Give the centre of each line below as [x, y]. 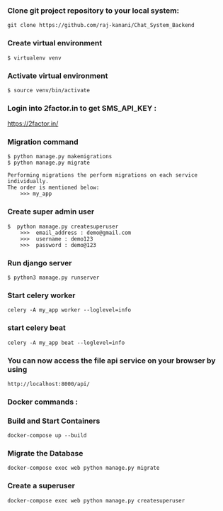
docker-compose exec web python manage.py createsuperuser [96, 500]
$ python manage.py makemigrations [60, 157]
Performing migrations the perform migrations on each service [103, 175]
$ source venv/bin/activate [49, 90]
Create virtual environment [55, 43]
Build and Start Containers [54, 421]
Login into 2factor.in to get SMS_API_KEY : [82, 108]
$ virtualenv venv [34, 58]
